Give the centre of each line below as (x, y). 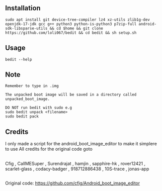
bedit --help (19, 59)
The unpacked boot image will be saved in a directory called (71, 95)
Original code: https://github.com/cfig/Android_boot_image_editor (73, 183)
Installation (23, 8)
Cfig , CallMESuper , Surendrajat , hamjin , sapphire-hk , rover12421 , (75, 163)
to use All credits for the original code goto (49, 149)
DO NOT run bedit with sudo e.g (39, 108)
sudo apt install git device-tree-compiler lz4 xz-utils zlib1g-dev (78, 19)
